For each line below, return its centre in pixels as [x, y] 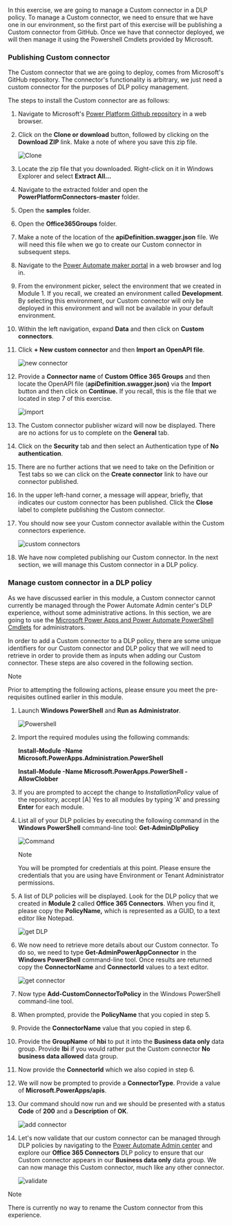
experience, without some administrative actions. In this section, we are [110, 613]
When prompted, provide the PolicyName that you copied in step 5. [114, 1014]
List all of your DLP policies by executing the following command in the [118, 820]
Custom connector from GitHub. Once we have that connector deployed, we [116, 32]
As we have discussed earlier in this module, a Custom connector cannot [112, 597]
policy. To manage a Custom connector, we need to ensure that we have [110, 17]
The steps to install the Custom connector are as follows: [89, 100]
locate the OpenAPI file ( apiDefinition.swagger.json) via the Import [115, 384]
